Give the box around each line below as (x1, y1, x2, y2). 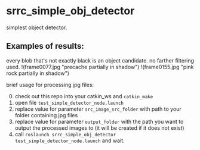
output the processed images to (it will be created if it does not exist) (14, 124, 184, 132)
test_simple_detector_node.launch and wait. (14, 137, 125, 144)
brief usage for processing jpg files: (6, 81, 94, 88)
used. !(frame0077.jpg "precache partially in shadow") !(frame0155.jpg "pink (6, 63, 194, 70)
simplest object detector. (6, 24, 67, 31)
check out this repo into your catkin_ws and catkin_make (14, 92, 153, 99)
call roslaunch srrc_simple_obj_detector (14, 130, 116, 137)
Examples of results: (6, 41, 85, 51)
